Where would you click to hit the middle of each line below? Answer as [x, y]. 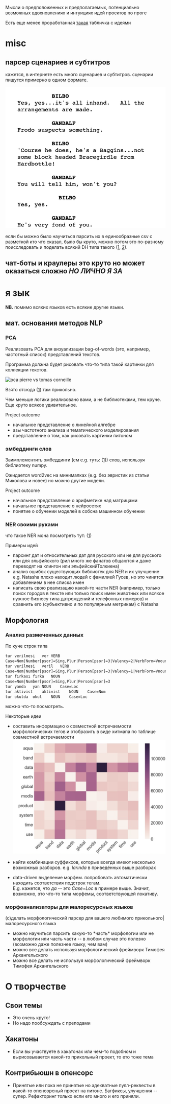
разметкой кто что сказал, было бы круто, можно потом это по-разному [84, 242]
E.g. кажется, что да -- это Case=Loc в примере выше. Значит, [81, 888]
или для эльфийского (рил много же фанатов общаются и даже [82, 561]
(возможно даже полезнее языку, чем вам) [60, 944]
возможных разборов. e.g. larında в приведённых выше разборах [84, 867]
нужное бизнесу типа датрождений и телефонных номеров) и [80, 599]
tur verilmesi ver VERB [33, 656]
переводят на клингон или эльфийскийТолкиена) [66, 566]
